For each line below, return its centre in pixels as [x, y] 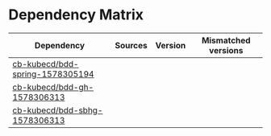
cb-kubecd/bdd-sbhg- [58, 110]
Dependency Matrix [76, 15]
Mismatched [226, 40]
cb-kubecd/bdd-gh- [53, 87]
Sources [131, 45]
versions [226, 50]
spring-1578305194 [53, 74]
